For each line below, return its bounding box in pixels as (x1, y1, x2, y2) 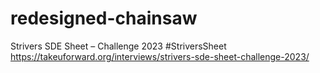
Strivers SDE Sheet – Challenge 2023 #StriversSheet (10, 40, 227, 52)
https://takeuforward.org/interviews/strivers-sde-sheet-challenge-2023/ (10, 50, 310, 62)
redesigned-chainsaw (10, 7, 198, 30)
